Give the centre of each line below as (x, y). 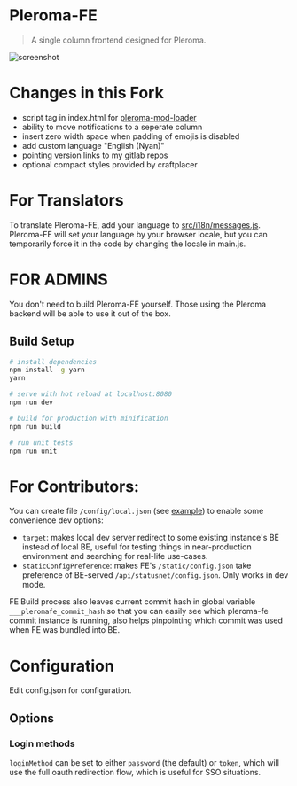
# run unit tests (41, 443)
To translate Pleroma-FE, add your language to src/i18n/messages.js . (135, 225)
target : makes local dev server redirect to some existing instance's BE (150, 538)
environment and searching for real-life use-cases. (115, 556)
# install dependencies (53, 362)
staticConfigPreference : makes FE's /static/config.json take (137, 566)
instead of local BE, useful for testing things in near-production (137, 547)
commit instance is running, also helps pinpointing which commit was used (146, 620)
